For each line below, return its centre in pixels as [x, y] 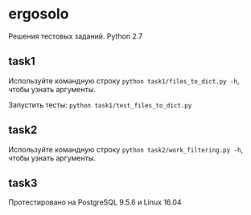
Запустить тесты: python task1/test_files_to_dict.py [100, 104]
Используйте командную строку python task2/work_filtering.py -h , [126, 149]
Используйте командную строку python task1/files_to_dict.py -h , [124, 80]
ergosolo [39, 14]
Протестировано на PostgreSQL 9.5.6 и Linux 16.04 [95, 202]
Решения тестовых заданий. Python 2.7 [76, 36]
